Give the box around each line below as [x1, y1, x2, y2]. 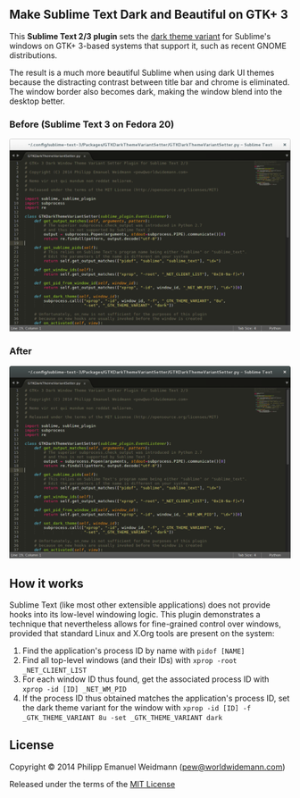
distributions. [9, 49, 58, 61]
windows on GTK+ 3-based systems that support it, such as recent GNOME [9, 40, 287, 51]
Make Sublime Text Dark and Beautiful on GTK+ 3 [9, 7, 288, 22]
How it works [9, 575, 84, 591]
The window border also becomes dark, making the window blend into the [9, 86, 283, 97]
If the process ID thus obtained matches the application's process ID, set [21, 693, 290, 703]
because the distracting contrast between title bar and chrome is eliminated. [9, 76, 290, 88]
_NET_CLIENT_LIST [21, 666, 87, 675]
